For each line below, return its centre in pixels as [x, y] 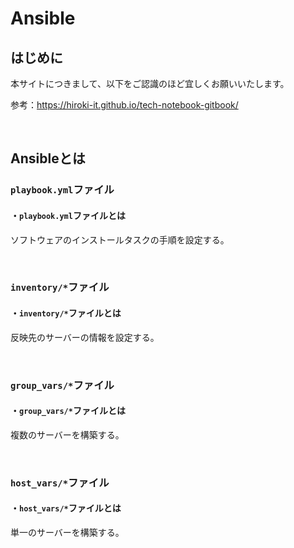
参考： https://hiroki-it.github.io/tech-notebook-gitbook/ [124, 105]
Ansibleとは [48, 158]
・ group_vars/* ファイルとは [68, 411]
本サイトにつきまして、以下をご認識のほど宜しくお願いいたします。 [150, 83]
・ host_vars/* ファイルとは [66, 508]
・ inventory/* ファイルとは [66, 313]
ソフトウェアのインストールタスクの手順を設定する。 [120, 239]
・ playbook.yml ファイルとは [68, 215]
